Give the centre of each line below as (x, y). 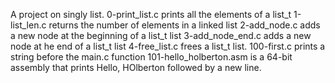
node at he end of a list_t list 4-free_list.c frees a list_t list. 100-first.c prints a (168, 46)
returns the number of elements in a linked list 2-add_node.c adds (184, 25)
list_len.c (28, 25)
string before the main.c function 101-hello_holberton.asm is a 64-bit (151, 57)
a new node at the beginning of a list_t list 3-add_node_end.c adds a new (161, 35)
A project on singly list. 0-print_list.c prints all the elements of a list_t (151, 14)
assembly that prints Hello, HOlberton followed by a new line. (136, 67)
